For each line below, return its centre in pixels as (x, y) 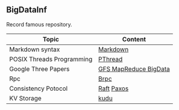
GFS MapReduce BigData (134, 69)
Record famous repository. (39, 24)
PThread (111, 59)
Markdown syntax (35, 49)
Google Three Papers (39, 69)
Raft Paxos (114, 88)
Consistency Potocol (39, 88)
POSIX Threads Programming (51, 59)
